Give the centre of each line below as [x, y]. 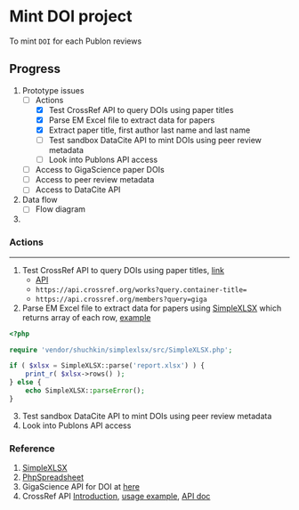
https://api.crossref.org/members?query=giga [121, 299]
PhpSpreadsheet [53, 477]
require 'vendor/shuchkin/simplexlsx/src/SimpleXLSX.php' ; [121, 350]
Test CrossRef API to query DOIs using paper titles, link [123, 270]
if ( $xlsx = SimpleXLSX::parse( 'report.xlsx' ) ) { [107, 366]
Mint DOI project [71, 16]
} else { [25, 383]
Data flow [40, 200]
